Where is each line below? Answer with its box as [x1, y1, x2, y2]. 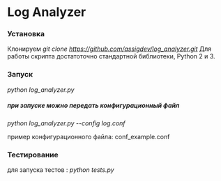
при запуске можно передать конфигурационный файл [7, 102, 180, 110]
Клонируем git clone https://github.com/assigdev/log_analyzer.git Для [7, 45, 211, 53]
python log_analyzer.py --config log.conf [7, 119, 125, 127]
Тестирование [7, 150, 59, 159]
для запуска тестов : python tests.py [7, 166, 114, 174]
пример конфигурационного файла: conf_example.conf [7, 132, 170, 141]
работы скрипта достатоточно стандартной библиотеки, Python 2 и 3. [7, 52, 215, 61]
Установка [7, 29, 45, 39]
